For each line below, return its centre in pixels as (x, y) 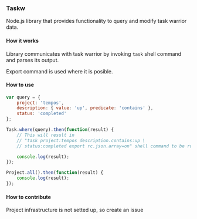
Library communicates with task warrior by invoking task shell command (94, 53)
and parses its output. (33, 60)
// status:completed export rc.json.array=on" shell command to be (101, 146)
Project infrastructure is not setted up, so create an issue (75, 210)
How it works (23, 41)
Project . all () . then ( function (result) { (55, 173)
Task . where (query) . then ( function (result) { (60, 130)
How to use (20, 85)
